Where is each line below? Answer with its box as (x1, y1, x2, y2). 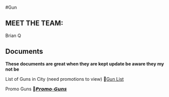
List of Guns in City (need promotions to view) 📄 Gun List (5, 76, 124, 82)
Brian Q (5, 33, 22, 39)
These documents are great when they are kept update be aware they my (5, 60, 164, 67)
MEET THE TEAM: (5, 19, 64, 27)
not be (5, 66, 19, 72)
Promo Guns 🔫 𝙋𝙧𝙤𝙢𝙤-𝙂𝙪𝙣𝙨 (5, 86, 67, 92)
